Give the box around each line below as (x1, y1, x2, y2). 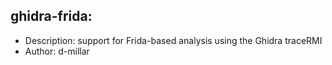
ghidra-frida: (10, 8, 93, 25)
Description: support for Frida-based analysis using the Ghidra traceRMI (24, 34, 323, 46)
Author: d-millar (24, 45, 90, 57)
